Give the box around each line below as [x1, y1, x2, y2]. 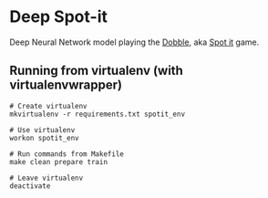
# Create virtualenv [9, 101, 88, 110]
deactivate [9, 181, 51, 191]
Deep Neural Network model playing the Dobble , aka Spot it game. [9, 36, 260, 47]
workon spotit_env [9, 133, 79, 142]
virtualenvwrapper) [9, 78, 123, 93]
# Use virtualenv [9, 125, 76, 134]
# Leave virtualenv [9, 173, 84, 182]
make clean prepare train [9, 157, 108, 166]
